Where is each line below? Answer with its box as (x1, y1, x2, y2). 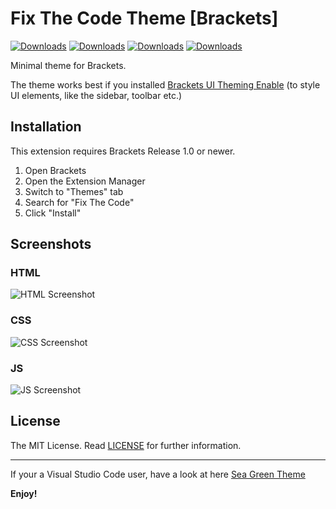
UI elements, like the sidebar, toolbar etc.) (10, 89, 183, 101)
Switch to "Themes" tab (24, 185, 124, 197)
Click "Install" (24, 207, 82, 219)
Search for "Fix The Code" (24, 196, 135, 208)
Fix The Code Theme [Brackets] (10, 7, 279, 30)
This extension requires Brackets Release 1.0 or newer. (10, 145, 236, 157)
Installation (10, 118, 82, 136)
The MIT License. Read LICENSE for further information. (10, 439, 242, 451)
